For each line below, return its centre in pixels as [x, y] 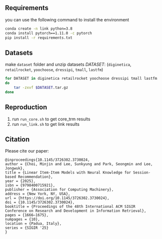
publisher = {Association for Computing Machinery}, [59, 190]
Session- [142, 173]
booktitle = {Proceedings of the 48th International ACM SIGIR [70, 207]
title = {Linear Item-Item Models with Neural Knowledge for [68, 173]
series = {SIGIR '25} [27, 228]
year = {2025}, [20, 181]
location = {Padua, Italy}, [33, 224]
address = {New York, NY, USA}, [38, 194]
